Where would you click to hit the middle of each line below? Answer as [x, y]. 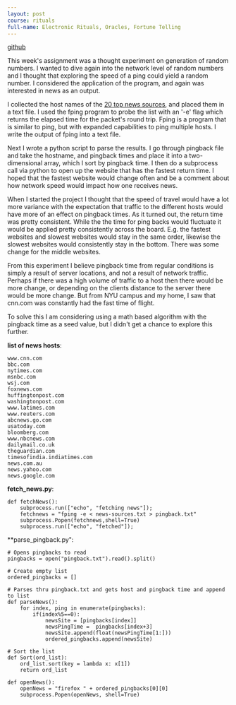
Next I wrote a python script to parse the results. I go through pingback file [116, 148]
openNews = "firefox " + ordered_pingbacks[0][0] [94, 689]
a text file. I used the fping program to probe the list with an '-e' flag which [115, 112]
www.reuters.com [31, 414]
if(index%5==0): [56, 615]
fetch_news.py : [31, 489]
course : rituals [31, 20]
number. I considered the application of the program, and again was [106, 83]
